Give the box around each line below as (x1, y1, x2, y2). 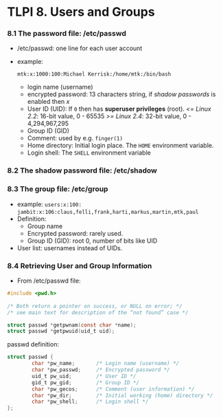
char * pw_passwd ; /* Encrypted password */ (32, 366, 170, 373)
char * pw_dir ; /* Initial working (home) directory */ (32, 392, 213, 399)
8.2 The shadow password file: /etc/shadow (7, 166, 158, 175)
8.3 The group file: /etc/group (7, 184, 108, 194)
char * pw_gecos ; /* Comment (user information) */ (32, 386, 195, 393)
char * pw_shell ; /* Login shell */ (32, 398, 149, 406)
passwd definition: (7, 340, 60, 349)
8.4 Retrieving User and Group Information (7, 261, 152, 270)
